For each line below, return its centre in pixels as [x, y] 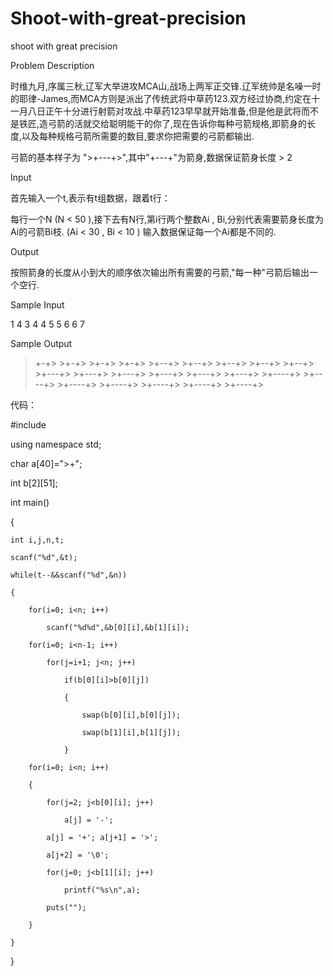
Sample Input [37, 304]
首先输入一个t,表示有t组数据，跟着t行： [90, 198]
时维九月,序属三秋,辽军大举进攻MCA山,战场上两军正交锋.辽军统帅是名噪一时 [166, 86]
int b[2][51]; [34, 483]
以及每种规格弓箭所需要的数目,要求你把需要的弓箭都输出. [138, 136]
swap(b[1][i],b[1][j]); [131, 732]
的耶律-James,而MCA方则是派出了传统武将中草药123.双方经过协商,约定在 [161, 98]
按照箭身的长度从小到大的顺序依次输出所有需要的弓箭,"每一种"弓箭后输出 [160, 272]
